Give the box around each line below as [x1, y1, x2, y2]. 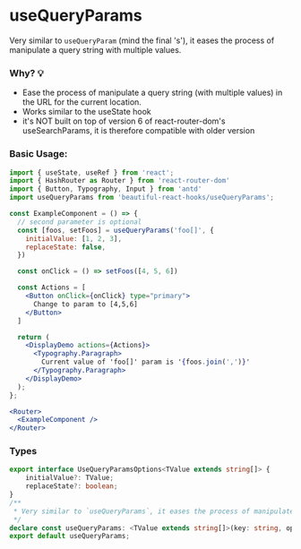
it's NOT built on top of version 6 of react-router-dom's [21, 116, 226, 126]
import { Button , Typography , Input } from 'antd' [9, 184, 202, 193]
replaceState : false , [25, 243, 106, 252]
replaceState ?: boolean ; [25, 482, 118, 491]
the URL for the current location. [21, 97, 142, 107]
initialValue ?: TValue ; [25, 474, 115, 483]
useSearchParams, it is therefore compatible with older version [21, 125, 255, 136]
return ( [17, 332, 50, 341]
